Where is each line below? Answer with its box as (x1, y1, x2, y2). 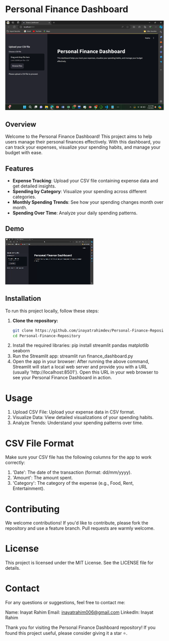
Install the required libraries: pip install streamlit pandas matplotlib (12, 342, 149, 348)
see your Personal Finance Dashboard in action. (12, 375, 112, 381)
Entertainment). (12, 485, 45, 491)
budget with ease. (5, 150, 43, 156)
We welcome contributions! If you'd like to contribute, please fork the (5, 520, 148, 526)
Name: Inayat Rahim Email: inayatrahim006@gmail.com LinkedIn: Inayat (5, 609, 153, 615)
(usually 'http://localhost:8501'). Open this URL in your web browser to (12, 369, 158, 375)
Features (5, 164, 34, 173)
